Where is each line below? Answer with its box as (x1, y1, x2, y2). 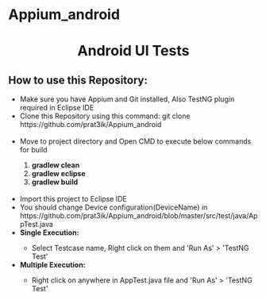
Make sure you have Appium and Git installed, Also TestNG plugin (19, 94, 235, 104)
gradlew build (31, 177, 79, 187)
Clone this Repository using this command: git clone (19, 111, 191, 121)
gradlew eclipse (31, 169, 86, 179)
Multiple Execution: (19, 260, 86, 270)
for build (19, 145, 48, 155)
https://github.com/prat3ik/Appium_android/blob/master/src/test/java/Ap (19, 211, 258, 221)
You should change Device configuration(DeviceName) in (19, 202, 208, 212)
